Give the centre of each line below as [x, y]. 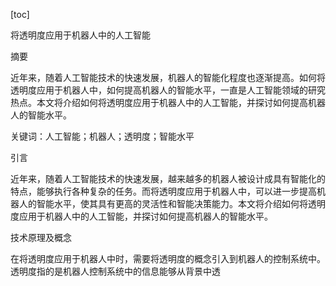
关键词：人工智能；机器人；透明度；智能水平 [102, 136]
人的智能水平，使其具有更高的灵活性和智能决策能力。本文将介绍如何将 [163, 203]
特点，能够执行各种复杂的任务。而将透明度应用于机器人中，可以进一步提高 [163, 191]
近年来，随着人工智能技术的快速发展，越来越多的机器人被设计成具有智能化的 [168, 178]
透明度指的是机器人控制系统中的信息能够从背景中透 [115, 271]
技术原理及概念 [41, 237]
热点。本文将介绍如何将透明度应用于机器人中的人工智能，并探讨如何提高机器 [168, 102]
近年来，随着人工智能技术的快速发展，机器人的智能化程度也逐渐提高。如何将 [168, 77]
